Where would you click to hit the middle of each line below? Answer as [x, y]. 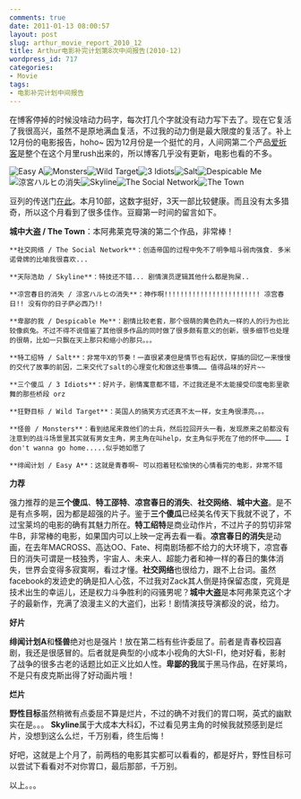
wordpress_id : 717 [43, 59]
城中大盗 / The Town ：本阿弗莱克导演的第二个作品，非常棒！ [122, 231]
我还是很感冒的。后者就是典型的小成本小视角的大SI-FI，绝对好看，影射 [155, 653]
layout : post [34, 34]
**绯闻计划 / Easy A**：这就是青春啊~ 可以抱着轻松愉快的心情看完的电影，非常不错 [146, 465]
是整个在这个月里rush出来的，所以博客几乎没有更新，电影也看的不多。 [147, 153]
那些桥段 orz [43, 394]
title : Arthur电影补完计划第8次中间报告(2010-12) [95, 51]
